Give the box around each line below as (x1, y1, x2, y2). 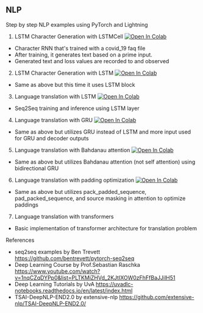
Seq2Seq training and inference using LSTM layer (14, 105, 140, 112)
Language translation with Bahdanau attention (14, 146, 130, 154)
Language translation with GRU (14, 116, 93, 123)
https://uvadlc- (96, 280, 134, 287)
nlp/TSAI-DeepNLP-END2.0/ (14, 300, 87, 307)
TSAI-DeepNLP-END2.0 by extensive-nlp (14, 293, 118, 300)
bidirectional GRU (14, 164, 59, 172)
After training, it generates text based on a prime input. (14, 51, 153, 58)
